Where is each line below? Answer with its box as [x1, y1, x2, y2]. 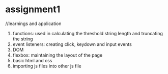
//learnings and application [5, 20, 62, 27]
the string [12, 36, 33, 42]
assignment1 [5, 4, 61, 15]
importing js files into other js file [12, 63, 81, 69]
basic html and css [12, 57, 52, 63]
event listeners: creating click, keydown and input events [12, 41, 132, 47]
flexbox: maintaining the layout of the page [12, 52, 103, 58]
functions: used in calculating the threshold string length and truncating [12, 30, 163, 36]
